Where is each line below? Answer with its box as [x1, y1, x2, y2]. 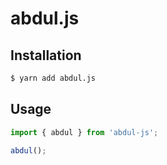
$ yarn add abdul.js [10, 73, 97, 83]
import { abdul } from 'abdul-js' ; [10, 127, 159, 137]
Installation [10, 47, 82, 64]
